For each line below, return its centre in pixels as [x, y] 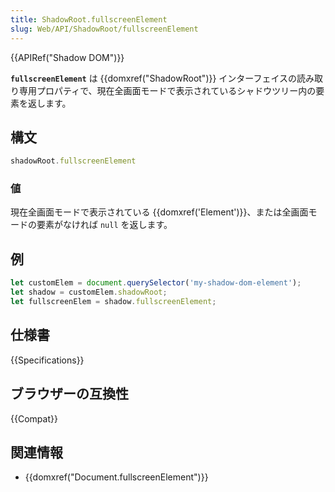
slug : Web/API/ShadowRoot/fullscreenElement [104, 29]
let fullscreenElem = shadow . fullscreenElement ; [113, 302]
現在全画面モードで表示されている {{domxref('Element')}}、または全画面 [159, 212]
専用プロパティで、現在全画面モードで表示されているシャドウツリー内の [167, 90]
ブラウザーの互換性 [69, 394]
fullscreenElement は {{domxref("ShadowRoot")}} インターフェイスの [154, 78]
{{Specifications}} [47, 360]
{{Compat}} [34, 418]
